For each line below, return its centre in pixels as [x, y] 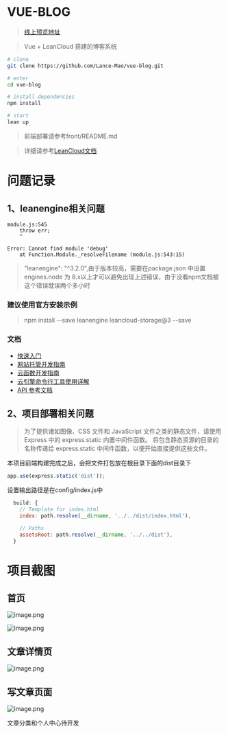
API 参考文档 [35, 390]
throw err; [35, 231]
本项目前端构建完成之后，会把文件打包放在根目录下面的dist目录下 [99, 463]
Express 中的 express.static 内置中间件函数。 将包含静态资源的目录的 [121, 440]
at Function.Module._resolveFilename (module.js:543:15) [102, 255]
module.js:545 [27, 224]
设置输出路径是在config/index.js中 [55, 490]
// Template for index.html [59, 510]
